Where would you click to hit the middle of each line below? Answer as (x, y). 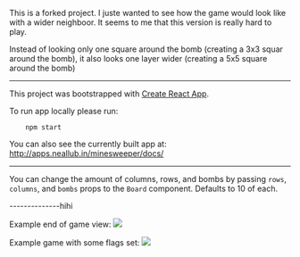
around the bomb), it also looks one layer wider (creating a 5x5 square (138, 58)
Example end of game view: (60, 224)
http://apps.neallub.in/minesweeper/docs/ (87, 153)
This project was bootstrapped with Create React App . (109, 94)
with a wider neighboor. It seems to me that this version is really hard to (141, 22)
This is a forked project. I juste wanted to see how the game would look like (148, 13)
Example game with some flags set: (75, 243)
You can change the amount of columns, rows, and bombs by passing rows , (148, 179)
